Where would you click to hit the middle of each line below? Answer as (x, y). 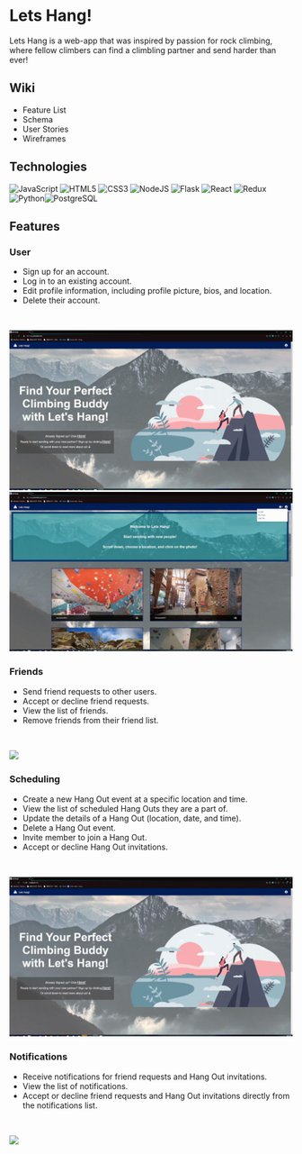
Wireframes (44, 138)
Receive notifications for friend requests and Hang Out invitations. (145, 1077)
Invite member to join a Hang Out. (84, 837)
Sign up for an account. (66, 272)
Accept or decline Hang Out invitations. (95, 847)
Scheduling (35, 779)
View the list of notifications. (75, 1086)
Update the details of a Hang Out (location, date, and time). (132, 818)
